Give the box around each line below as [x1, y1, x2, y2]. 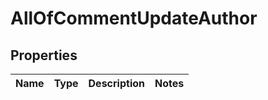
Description [88, 77, 145, 90]
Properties [10, 47, 78, 64]
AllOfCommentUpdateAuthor [10, 7, 258, 30]
